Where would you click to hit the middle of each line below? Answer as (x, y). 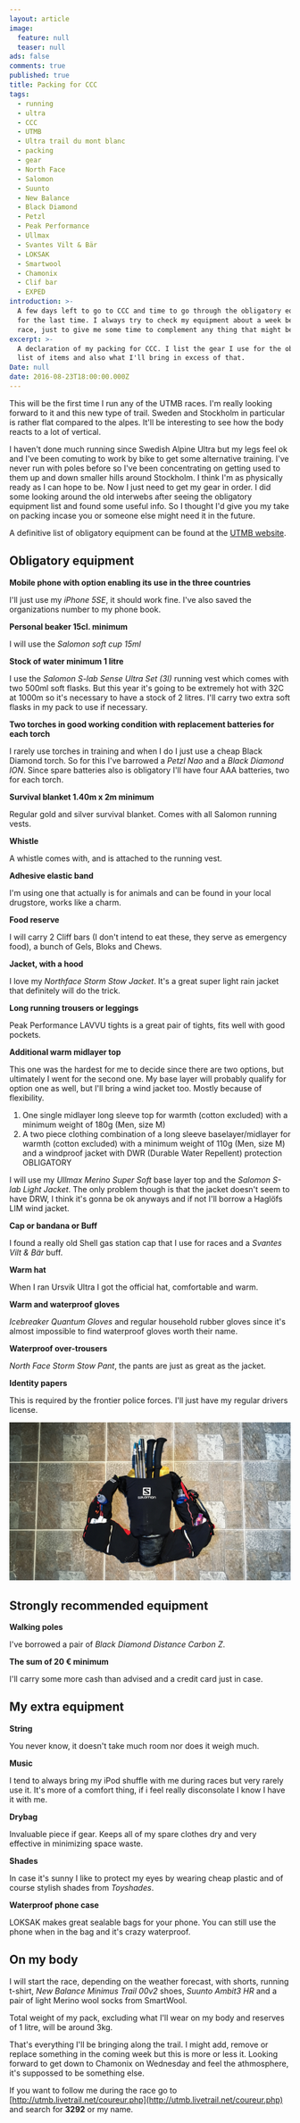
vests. (21, 823)
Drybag (24, 1817)
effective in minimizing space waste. (76, 1843)
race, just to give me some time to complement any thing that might (149, 330)
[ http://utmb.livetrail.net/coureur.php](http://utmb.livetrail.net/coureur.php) (146, 2100)
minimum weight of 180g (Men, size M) (94, 1124)
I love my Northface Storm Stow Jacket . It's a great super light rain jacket (144, 981)
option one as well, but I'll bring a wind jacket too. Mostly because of (136, 1088)
